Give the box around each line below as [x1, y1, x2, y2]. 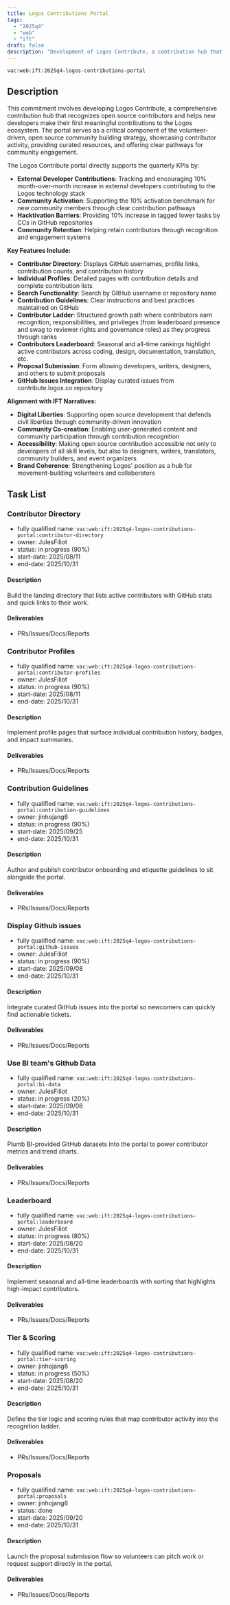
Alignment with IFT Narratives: [7, 396, 97, 405]
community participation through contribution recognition [16, 432, 180, 440]
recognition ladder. [7, 1422, 60, 1430]
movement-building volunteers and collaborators [16, 469, 156, 477]
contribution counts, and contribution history [16, 267, 144, 275]
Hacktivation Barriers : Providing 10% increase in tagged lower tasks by [16, 211, 221, 219]
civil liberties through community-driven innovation [16, 417, 161, 426]
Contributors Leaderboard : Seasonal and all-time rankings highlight [16, 339, 211, 348]
